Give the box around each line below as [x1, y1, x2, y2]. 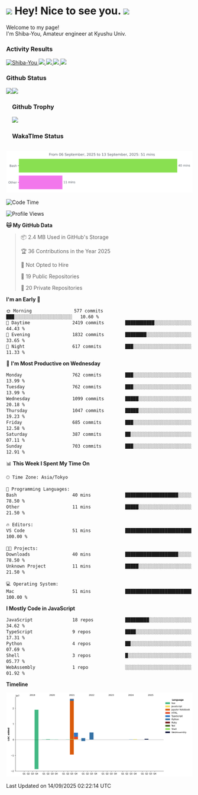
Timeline [6, 681, 28, 688]
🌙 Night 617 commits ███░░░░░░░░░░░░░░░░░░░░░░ [6, 343, 192, 349]
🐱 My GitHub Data [6, 221, 53, 229]
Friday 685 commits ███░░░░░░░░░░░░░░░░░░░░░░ [6, 419, 192, 425]
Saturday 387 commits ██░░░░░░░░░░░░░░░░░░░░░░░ [6, 431, 192, 437]
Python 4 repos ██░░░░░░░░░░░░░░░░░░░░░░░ [6, 640, 192, 647]
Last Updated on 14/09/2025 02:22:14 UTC [6, 782, 111, 789]
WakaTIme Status [12, 132, 64, 140]
